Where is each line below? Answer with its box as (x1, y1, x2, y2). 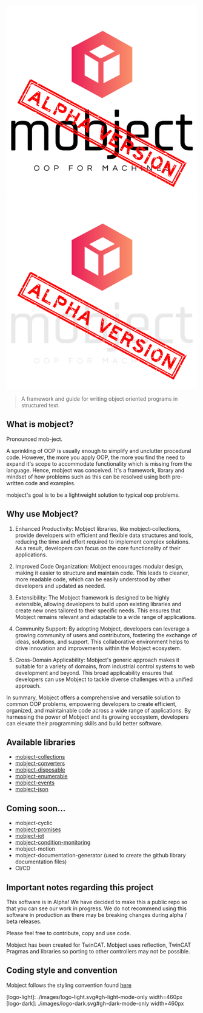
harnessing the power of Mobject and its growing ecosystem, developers (6, 713, 189, 721)
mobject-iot (15, 832, 44, 840)
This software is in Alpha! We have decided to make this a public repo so (6, 899, 188, 906)
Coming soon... (6, 803, 66, 814)
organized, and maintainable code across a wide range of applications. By (6, 707, 191, 714)
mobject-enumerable (15, 773, 68, 780)
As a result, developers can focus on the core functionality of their (15, 544, 181, 551)
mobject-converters (15, 759, 65, 767)
